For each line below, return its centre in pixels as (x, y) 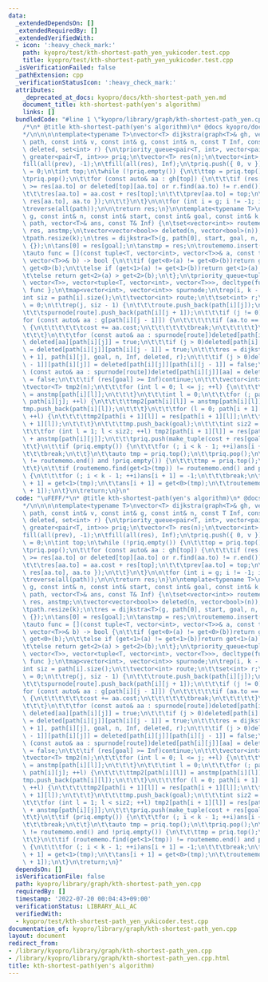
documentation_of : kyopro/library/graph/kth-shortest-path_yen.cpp (123, 929)
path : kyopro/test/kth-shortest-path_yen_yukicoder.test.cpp (126, 53)
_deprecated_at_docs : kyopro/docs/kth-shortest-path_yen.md (124, 97)
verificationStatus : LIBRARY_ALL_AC (76, 906)
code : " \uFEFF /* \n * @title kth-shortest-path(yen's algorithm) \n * (128, 498)
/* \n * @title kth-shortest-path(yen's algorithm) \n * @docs (123, 127)
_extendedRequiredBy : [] (57, 30)
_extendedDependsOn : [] (55, 23)
